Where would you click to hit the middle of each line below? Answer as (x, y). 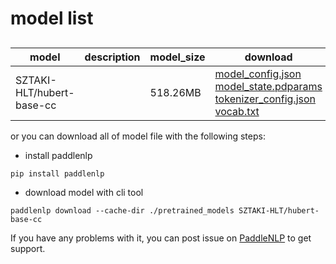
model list (52, 18)
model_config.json (258, 74)
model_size (177, 57)
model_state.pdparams (268, 86)
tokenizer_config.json (265, 99)
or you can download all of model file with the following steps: (138, 136)
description (112, 57)
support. (28, 248)
